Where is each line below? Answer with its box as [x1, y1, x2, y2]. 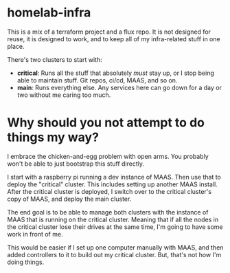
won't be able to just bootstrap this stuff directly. [7, 160, 145, 168]
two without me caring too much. [16, 91, 111, 99]
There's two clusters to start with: [7, 55, 102, 63]
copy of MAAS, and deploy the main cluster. [7, 195, 132, 203]
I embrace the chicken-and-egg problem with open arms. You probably [7, 152, 209, 160]
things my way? [7, 129, 100, 145]
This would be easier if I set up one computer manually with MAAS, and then [7, 243, 224, 252]
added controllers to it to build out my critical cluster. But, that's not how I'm [7, 250, 222, 259]
